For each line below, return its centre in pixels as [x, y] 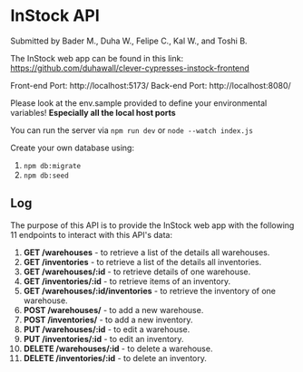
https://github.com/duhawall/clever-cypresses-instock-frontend [130, 68]
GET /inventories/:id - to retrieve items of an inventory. [127, 281]
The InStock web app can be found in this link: [97, 58]
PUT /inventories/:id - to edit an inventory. [103, 339]
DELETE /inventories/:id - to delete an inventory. [115, 358]
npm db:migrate [52, 166]
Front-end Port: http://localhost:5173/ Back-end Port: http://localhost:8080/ [151, 85]
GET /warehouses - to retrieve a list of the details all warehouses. [147, 252]
